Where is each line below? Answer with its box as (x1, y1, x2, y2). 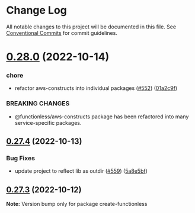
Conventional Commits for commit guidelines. (6, 29, 117, 36)
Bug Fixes (6, 154, 36, 163)
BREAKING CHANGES (6, 99, 70, 108)
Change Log (6, 4, 67, 17)
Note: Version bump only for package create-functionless (6, 201, 148, 208)
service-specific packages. (14, 119, 82, 126)
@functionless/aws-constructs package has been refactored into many (14, 113, 189, 120)
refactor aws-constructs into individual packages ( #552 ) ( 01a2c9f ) (14, 85, 178, 92)
